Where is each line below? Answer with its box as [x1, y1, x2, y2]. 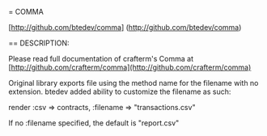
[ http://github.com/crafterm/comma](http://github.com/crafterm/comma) [8, 62, 252, 72]
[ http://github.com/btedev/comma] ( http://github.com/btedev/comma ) [8, 23, 242, 32]
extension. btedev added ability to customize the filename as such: [8, 87, 231, 96]
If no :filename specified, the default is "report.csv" [8, 118, 180, 128]
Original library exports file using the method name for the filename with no [8, 79, 259, 87]
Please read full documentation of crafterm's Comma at [8, 54, 194, 63]
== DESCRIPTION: [8, 38, 70, 48]
